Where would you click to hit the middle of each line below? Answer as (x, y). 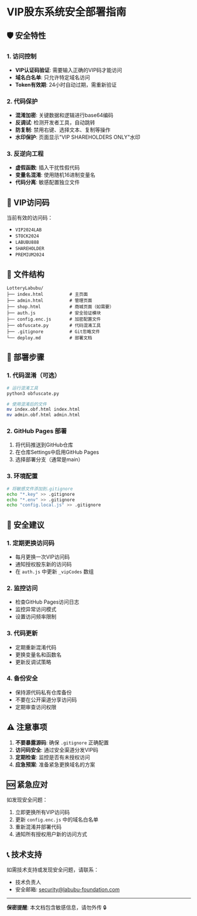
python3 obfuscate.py (33, 393)
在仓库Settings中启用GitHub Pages (57, 452)
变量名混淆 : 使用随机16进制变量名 (55, 175)
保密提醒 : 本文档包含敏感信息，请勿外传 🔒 (57, 908)
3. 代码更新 (22, 634)
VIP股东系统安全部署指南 (66, 12)
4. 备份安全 (22, 679)
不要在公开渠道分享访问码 (46, 699)
